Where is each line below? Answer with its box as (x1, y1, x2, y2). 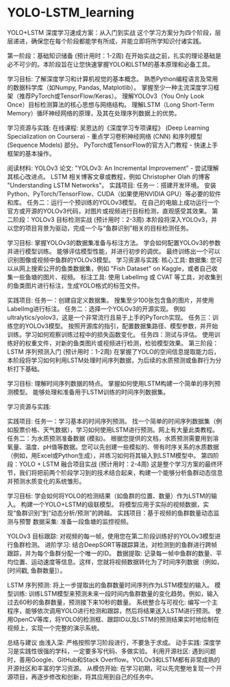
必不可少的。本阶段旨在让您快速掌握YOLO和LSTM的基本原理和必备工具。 (7, 60, 214, 68)
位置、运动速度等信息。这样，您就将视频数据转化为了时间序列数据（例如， (12, 557, 223, 566)
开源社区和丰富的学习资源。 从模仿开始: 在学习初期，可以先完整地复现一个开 (7, 664, 222, 672)
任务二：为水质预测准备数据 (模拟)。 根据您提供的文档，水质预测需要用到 (7, 434, 214, 442)
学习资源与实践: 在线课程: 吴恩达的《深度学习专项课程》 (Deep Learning (7, 124, 210, 132)
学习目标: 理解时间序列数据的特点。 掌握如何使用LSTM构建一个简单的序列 (7, 379, 215, 387)
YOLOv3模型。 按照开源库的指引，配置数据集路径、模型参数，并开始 (25, 321, 218, 330)
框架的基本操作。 (7, 149, 55, 157)
